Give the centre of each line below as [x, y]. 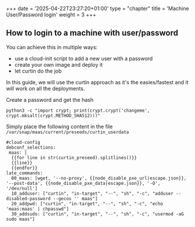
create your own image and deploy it [59, 64]
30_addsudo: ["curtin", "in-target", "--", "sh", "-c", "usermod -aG [97, 214]
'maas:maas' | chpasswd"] [37, 209]
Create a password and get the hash [50, 99]
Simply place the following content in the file [59, 126]
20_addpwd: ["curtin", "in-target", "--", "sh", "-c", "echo [87, 204]
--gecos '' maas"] [75, 198]
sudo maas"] [20, 219]
